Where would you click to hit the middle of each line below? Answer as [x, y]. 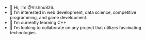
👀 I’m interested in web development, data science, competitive [73, 12]
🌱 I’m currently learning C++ [38, 22]
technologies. [23, 33]
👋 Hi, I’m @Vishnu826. [32, 7]
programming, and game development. [49, 17]
